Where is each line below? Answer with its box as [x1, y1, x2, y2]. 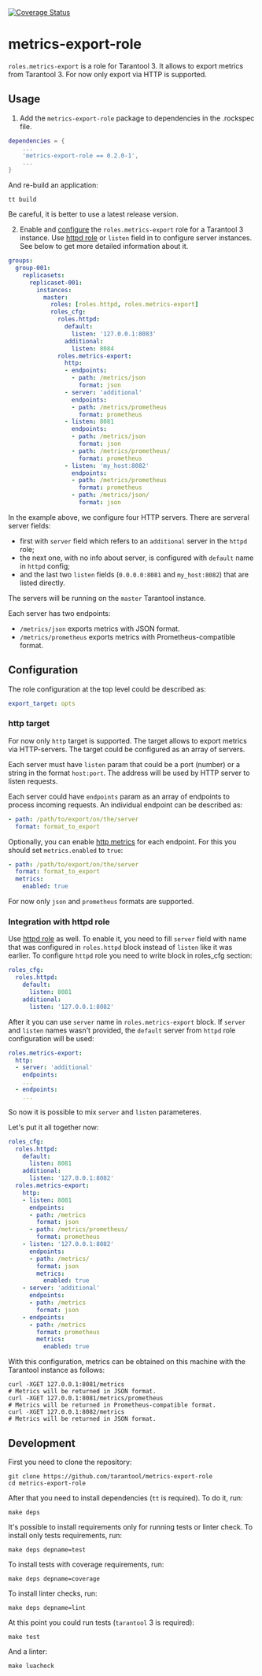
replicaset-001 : [28, 279, 83, 287]
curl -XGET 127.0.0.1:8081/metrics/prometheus [8, 1394, 164, 1403]
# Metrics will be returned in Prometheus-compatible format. [8, 1401, 216, 1409]
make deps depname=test [8, 1545, 87, 1554]
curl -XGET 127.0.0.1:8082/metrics [8, 1408, 125, 1416]
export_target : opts [8, 699, 76, 707]
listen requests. [8, 776, 58, 786]
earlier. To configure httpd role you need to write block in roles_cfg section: [8, 951, 253, 960]
